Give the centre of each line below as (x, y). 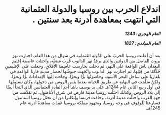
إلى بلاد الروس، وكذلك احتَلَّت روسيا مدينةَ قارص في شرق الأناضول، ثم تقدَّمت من (86, 92)
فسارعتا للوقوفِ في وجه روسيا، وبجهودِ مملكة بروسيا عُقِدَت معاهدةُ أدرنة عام (90, 103)
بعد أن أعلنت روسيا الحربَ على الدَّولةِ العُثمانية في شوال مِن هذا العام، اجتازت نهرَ (86, 56)
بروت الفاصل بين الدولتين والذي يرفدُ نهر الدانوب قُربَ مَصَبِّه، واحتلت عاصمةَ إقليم (86, 61)
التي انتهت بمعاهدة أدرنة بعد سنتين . (96, 19)
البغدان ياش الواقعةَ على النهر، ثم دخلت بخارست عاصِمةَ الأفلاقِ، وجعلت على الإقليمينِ (83, 66)
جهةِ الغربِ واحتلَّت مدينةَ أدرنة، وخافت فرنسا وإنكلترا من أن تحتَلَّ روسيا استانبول (87, 98)
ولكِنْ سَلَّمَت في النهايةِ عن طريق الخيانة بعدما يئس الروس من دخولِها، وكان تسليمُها (85, 82)
